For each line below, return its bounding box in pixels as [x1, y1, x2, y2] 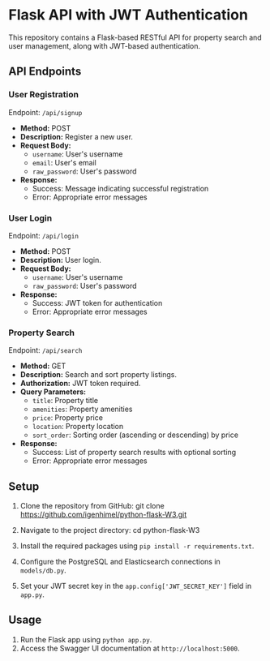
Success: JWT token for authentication [32, 298, 163, 307]
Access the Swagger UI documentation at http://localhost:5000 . [19, 643, 241, 653]
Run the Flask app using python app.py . [19, 634, 152, 644]
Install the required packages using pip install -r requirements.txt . [19, 541, 255, 551]
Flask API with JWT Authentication [8, 6, 249, 24]
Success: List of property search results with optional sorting [32, 448, 237, 457]
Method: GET [19, 361, 66, 371]
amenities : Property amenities [32, 404, 133, 414]
